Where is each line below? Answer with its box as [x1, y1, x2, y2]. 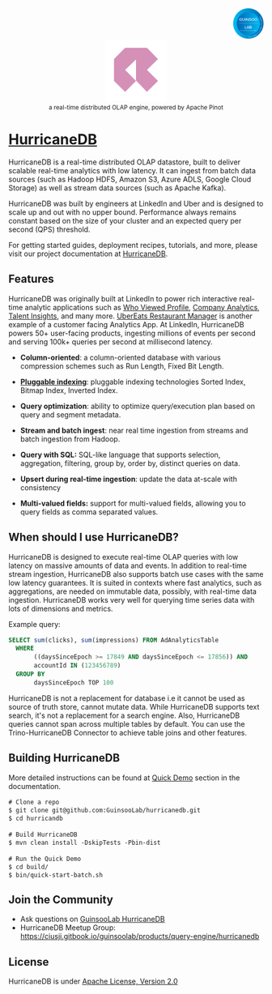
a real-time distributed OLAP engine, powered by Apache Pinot [48, 104, 224, 112]
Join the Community [8, 893, 113, 907]
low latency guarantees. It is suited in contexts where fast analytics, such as [8, 578, 262, 587]
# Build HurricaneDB [8, 830, 79, 838]
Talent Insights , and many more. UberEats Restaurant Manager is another [8, 311, 253, 321]
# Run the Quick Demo [8, 855, 82, 863]
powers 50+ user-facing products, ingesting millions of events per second [8, 328, 256, 338]
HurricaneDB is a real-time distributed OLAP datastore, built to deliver [8, 157, 241, 167]
